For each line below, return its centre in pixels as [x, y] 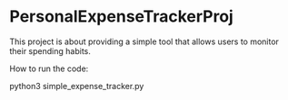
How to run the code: [49, 68]
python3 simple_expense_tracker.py [77, 86]
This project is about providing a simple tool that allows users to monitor [144, 41]
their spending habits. [50, 50]
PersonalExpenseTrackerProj [121, 17]
